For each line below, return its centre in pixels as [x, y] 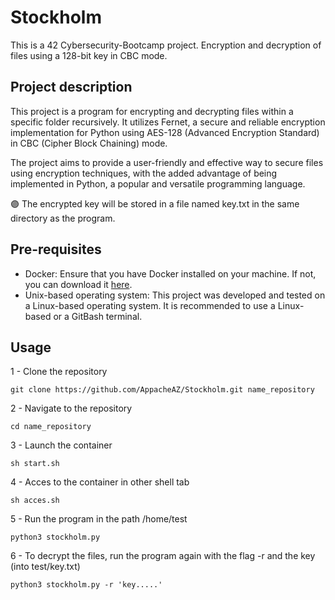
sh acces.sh [35, 501]
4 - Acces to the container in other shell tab [100, 482]
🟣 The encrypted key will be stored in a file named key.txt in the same [155, 203]
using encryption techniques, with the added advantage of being [144, 173]
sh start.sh [35, 464]
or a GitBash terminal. [98, 316]
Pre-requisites [56, 249]
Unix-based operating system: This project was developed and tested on [175, 295]
